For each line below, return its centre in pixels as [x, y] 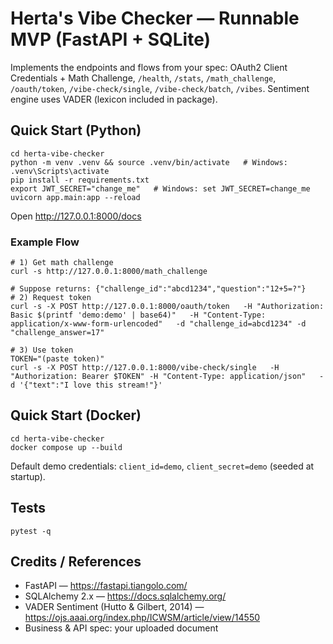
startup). [28, 476]
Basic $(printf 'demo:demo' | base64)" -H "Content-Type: [138, 315]
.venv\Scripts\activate [60, 171]
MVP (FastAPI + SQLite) [111, 39]
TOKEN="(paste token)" [57, 359]
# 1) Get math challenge [62, 263]
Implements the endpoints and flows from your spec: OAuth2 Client [149, 67]
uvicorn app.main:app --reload [75, 197]
